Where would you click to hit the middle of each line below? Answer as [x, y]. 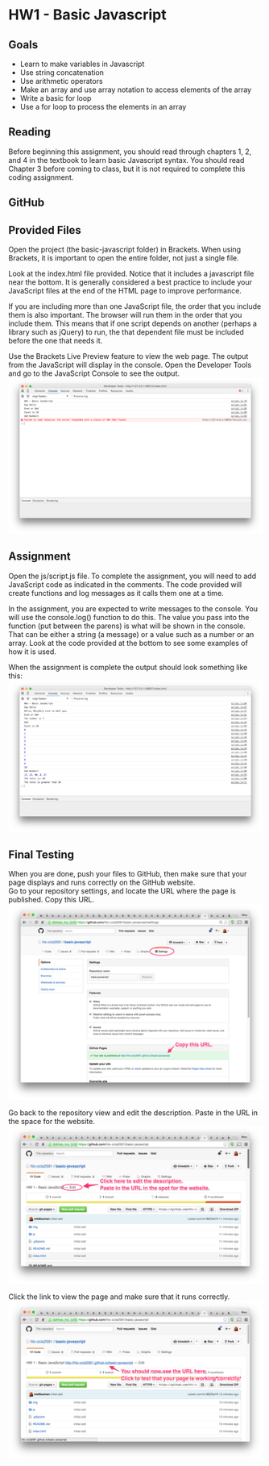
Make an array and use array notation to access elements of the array [136, 90]
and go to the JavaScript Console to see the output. [94, 373]
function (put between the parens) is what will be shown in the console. [127, 626]
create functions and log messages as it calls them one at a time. [116, 593]
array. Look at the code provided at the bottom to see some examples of [128, 643]
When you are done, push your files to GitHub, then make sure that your [128, 874]
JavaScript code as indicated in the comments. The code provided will [125, 584]
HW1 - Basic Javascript [87, 15]
